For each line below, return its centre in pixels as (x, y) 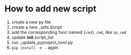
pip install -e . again (35, 47)
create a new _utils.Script (37, 27)
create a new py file (31, 22)
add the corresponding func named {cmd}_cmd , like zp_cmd (69, 32)
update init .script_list (33, 37)
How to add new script (51, 9)
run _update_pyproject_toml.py (42, 42)
